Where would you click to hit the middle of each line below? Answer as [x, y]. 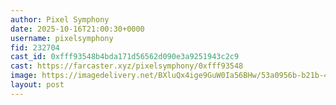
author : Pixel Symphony [60, 19]
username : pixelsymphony [62, 38]
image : [24, 76]
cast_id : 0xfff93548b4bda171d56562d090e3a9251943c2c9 [125, 57]
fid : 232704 [35, 47]
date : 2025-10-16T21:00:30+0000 [77, 29]
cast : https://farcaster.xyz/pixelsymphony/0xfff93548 [127, 66]
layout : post [37, 85]
